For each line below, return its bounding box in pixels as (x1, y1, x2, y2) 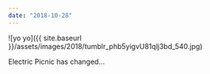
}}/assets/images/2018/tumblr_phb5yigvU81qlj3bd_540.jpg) (8, 41, 203, 51)
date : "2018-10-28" (8, 11, 73, 20)
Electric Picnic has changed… (8, 57, 105, 66)
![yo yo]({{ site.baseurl (8, 33, 82, 43)
